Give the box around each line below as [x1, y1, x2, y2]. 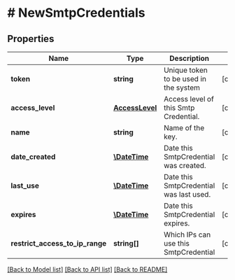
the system [163, 83, 201, 92]
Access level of [163, 94, 215, 104]
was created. [163, 161, 206, 170]
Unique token [163, 65, 208, 75]
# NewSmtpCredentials [7, 5, 145, 21]
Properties [7, 33, 55, 45]
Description [169, 54, 210, 63]
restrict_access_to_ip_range [10, 239, 107, 248]
